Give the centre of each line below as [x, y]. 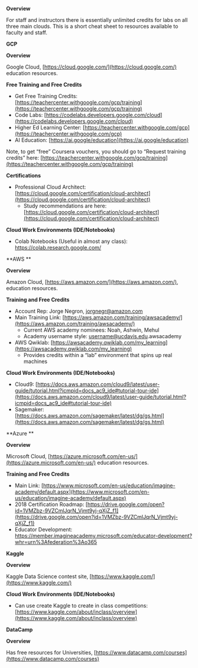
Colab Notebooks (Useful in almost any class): [71, 241]
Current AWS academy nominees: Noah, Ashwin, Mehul [91, 330]
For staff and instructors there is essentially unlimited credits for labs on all [97, 20]
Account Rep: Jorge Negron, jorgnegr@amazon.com [79, 311]
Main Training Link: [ [40, 317]
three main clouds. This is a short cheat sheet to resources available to [92, 26]
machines [35, 361]
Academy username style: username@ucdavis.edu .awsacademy [103, 336]
